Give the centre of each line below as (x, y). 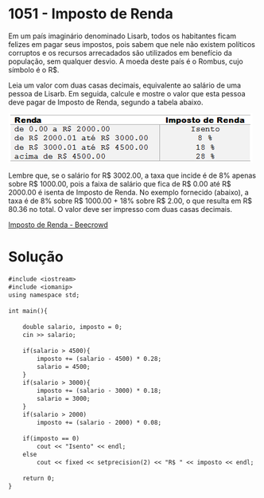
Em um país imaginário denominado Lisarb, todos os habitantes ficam (122, 36)
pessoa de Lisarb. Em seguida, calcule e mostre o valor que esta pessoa (127, 93)
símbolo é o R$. (34, 69)
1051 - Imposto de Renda (91, 14)
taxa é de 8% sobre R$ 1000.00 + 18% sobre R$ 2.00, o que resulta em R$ (130, 201)
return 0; (39, 478)
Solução (36, 257)
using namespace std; (44, 295)
